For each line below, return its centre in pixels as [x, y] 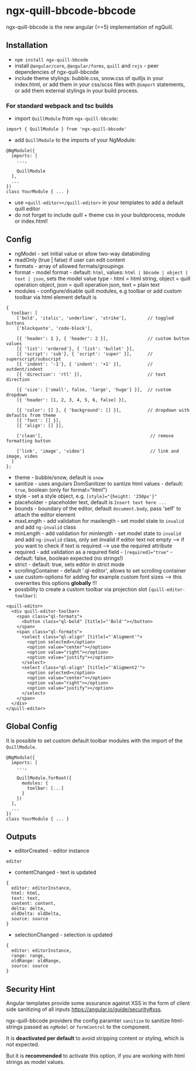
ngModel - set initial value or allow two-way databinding [82, 253]
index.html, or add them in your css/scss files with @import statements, [100, 84]
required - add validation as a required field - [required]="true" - [93, 552]
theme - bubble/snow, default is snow [59, 477]
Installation [27, 45]
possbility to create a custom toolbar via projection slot [81, 589]
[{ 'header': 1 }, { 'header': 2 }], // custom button [103, 338]
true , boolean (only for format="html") [61, 490]
